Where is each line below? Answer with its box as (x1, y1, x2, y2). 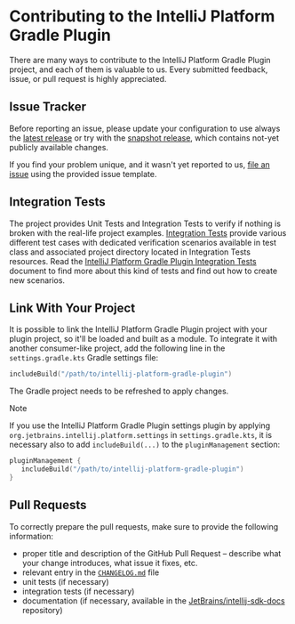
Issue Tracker (9, 100, 87, 115)
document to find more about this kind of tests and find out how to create (9, 265, 278, 276)
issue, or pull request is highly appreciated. (9, 73, 167, 84)
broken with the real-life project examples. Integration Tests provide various (9, 227, 287, 238)
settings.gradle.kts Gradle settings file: (9, 353, 159, 363)
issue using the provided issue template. (9, 168, 157, 179)
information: (9, 531, 54, 541)
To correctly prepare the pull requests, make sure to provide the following (9, 521, 279, 531)
